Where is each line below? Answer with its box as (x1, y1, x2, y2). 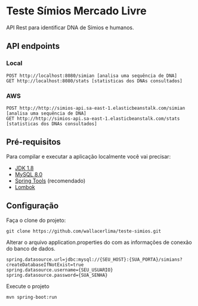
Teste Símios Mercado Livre (6, 4, 147, 18)
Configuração (6, 201, 59, 211)
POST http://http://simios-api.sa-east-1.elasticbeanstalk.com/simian (6, 105, 185, 111)
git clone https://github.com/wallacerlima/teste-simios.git (6, 228, 162, 234)
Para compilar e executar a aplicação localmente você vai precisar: (6, 153, 171, 160)
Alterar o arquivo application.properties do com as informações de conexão (6, 239, 192, 246)
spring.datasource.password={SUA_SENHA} (6, 272, 109, 278)
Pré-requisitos (6, 137, 61, 147)
